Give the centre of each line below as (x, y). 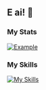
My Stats (22, 32)
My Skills (22, 64)
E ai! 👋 (20, 13)
